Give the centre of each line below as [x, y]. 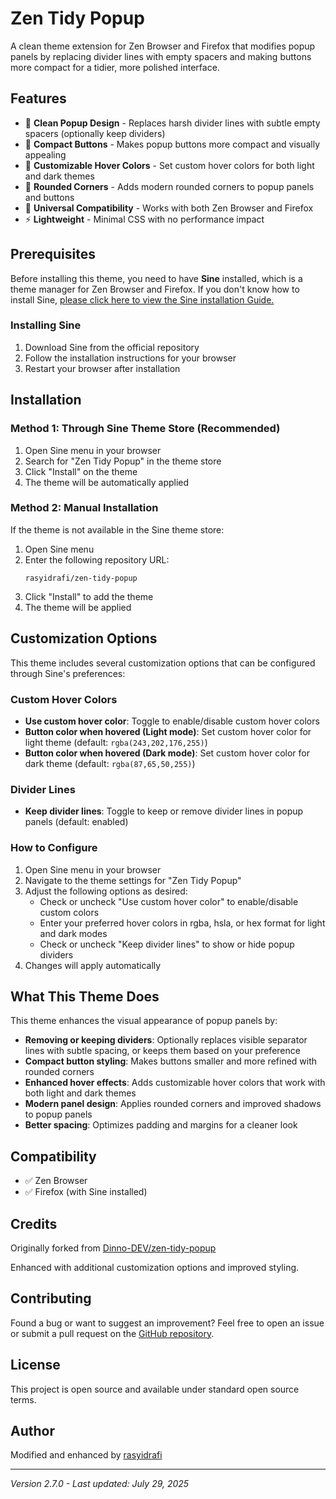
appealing [45, 154]
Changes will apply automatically [93, 965]
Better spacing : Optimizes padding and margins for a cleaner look [161, 1125]
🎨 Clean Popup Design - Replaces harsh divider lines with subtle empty [172, 123]
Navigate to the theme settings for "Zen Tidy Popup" [133, 880]
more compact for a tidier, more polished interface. [115, 67]
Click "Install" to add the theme [89, 596]
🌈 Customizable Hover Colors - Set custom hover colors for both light [169, 165]
